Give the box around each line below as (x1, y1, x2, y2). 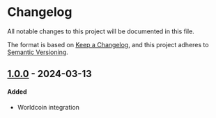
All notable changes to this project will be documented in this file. (7, 27, 195, 35)
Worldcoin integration (17, 103, 80, 111)
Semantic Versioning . (7, 48, 68, 56)
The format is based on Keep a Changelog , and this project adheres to (7, 40, 209, 49)
